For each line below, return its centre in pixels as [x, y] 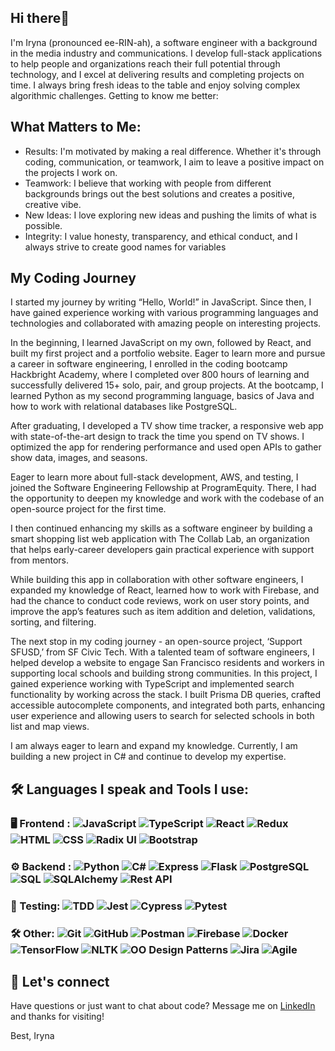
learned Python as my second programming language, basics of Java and [162, 396]
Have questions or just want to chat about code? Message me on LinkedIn [163, 1006]
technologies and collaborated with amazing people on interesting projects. [166, 323]
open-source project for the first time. [88, 509]
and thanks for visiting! [57, 1017]
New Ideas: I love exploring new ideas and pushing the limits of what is [170, 215]
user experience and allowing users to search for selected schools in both [162, 716]
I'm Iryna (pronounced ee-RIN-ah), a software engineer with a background [164, 42]
